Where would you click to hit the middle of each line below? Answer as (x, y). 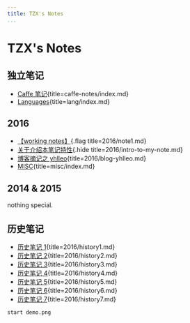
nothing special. (30, 205)
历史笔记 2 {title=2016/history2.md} (68, 256)
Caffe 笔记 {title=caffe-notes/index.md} (73, 93)
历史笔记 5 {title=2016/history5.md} (67, 282)
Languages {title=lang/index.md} (63, 101)
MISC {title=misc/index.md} (56, 166)
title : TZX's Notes (35, 14)
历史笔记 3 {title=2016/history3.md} (67, 264)
